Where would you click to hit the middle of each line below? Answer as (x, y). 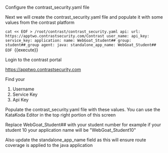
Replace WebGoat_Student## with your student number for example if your (83, 125)
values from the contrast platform (40, 22)
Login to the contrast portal (33, 60)
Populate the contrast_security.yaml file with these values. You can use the (83, 110)
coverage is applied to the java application (49, 145)
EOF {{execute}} (22, 50)
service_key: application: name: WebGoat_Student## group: (68, 40)
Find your (15, 79)
